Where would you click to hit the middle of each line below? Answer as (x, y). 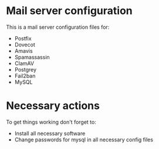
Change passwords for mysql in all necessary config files (84, 140)
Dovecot (25, 45)
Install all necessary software (50, 133)
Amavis (24, 50)
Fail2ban (25, 76)
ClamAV (24, 63)
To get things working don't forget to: (51, 122)
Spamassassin (32, 57)
